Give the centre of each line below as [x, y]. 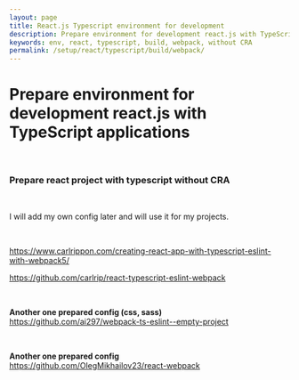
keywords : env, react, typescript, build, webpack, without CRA [131, 42]
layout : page [33, 17]
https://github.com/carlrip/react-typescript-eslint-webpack [117, 278]
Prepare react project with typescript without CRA [120, 180]
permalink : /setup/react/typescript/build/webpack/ [107, 51]
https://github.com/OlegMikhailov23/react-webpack [105, 366]
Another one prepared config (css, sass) [86, 312]
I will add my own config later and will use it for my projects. [119, 217]
